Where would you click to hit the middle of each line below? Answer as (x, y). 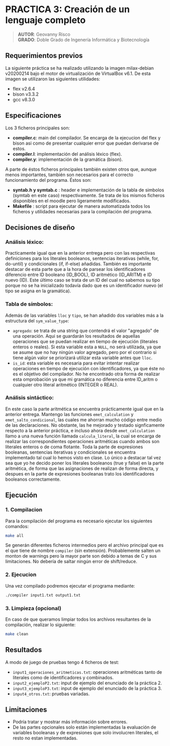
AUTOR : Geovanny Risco (44, 34)
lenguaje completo (46, 20)
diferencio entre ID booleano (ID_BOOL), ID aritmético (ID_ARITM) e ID (79, 275)
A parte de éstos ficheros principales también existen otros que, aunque (81, 169)
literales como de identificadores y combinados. (63, 677)
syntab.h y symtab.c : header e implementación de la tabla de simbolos (88, 190)
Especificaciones (33, 116)
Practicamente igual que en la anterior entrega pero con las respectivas (80, 253)
